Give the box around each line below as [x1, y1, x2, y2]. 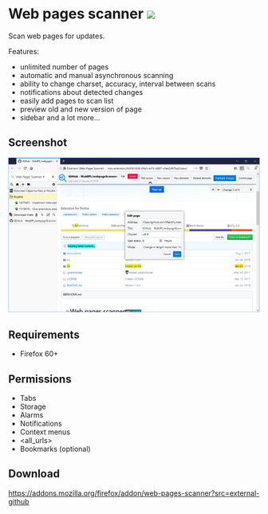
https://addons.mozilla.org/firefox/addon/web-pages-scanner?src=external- [8, 488, 260, 498]
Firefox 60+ [19, 349, 58, 359]
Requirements [8, 328, 80, 341]
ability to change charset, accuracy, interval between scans [19, 79, 216, 88]
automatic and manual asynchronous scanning [19, 70, 174, 80]
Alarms [19, 410, 44, 419]
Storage [19, 402, 46, 411]
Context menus [19, 427, 70, 437]
